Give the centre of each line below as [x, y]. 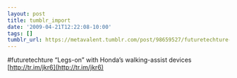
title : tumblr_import [39, 20]
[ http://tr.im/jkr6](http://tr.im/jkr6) [56, 67]
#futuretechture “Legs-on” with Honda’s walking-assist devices [99, 60]
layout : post [26, 14]
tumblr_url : [25, 40]
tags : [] [20, 33]
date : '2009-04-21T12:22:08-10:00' [60, 27]
